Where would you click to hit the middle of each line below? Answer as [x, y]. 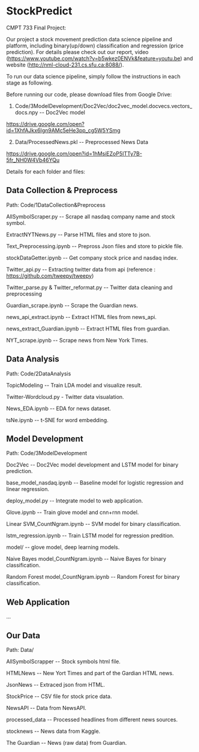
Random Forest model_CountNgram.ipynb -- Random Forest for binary [93, 577]
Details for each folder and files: [46, 172]
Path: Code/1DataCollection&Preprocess [56, 204]
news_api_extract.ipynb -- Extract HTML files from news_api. [82, 317]
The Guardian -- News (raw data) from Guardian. [67, 743]
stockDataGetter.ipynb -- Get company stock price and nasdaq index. [92, 258]
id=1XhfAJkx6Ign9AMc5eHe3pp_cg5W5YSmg [64, 130]
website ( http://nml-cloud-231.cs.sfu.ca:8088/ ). [65, 65]
